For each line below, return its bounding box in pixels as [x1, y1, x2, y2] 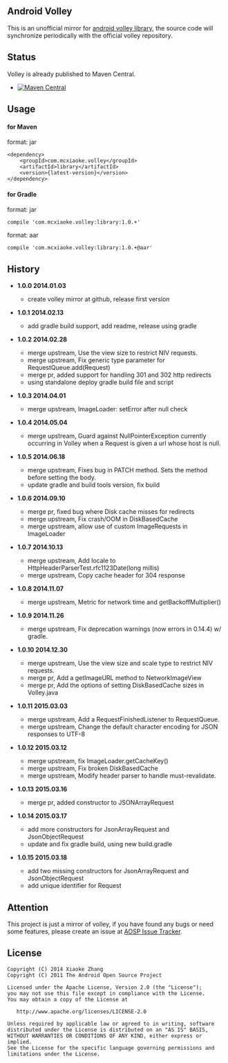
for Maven [7, 123, 38, 131]
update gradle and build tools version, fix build [27, 481, 160, 489]
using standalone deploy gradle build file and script [27, 378, 174, 386]
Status [7, 51, 37, 63]
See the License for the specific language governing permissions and [7, 1044, 215, 1051]
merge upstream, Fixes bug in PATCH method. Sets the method [27, 466, 208, 474]
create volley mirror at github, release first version [27, 295, 171, 303]
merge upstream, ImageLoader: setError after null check [27, 405, 188, 413]
